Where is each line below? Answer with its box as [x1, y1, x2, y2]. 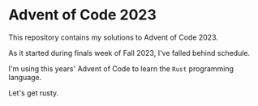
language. [8, 72, 42, 82]
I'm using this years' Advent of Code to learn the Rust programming [8, 63, 234, 74]
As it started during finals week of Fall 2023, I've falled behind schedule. [8, 48, 251, 57]
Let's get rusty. [8, 87, 59, 98]
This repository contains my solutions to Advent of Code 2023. [8, 32, 219, 42]
